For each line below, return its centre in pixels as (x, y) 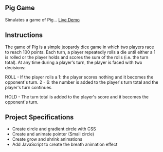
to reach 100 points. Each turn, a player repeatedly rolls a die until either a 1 (80, 52)
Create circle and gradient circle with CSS (54, 129)
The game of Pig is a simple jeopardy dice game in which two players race (80, 47)
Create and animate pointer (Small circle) (53, 134)
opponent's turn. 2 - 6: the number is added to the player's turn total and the (82, 82)
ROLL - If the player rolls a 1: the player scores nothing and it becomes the (79, 77)
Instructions (24, 35)
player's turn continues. (29, 87)
